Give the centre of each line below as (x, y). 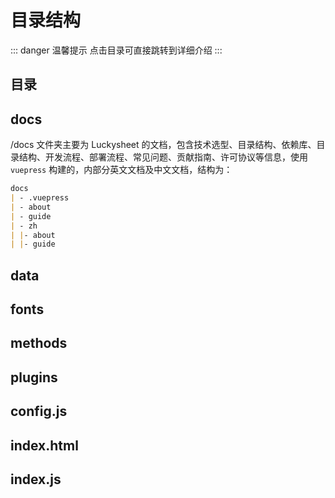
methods (39, 343)
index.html (44, 445)
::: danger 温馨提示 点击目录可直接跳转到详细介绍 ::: (116, 50)
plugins (34, 377)
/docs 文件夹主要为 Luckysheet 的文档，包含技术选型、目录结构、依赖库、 (163, 145)
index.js (36, 479)
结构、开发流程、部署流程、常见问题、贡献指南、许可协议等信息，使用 (163, 157)
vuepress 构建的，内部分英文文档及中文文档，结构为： (121, 170)
